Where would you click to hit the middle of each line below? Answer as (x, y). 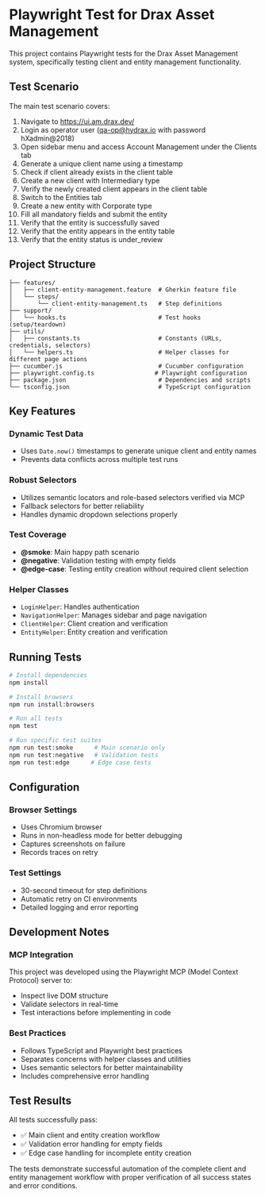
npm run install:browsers (52, 704)
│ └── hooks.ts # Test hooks (105, 318)
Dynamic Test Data (46, 433)
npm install (29, 683)
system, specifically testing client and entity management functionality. (125, 62)
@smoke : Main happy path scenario (80, 552)
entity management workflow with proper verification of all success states (130, 1177)
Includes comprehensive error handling (85, 1076)
